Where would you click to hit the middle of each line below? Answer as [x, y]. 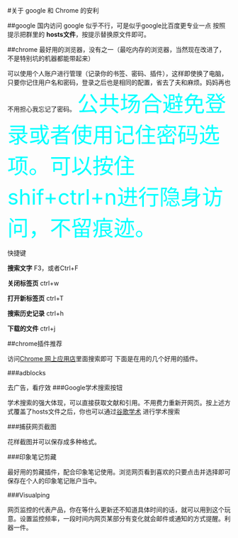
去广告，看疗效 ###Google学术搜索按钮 [65, 387]
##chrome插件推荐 [35, 344]
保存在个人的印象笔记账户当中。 [54, 481]
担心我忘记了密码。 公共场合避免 [112, 104]
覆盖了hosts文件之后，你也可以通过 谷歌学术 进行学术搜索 [97, 411]
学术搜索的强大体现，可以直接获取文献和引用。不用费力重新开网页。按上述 [116, 403]
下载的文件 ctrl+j [32, 328]
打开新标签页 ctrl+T [35, 298]
